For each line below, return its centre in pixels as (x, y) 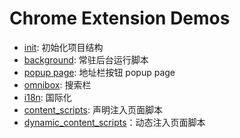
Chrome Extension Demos (120, 18)
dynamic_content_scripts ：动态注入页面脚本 (114, 122)
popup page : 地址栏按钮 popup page (99, 72)
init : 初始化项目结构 (63, 47)
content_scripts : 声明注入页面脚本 (93, 109)
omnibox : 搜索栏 (57, 84)
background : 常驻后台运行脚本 (86, 59)
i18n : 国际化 (47, 97)
